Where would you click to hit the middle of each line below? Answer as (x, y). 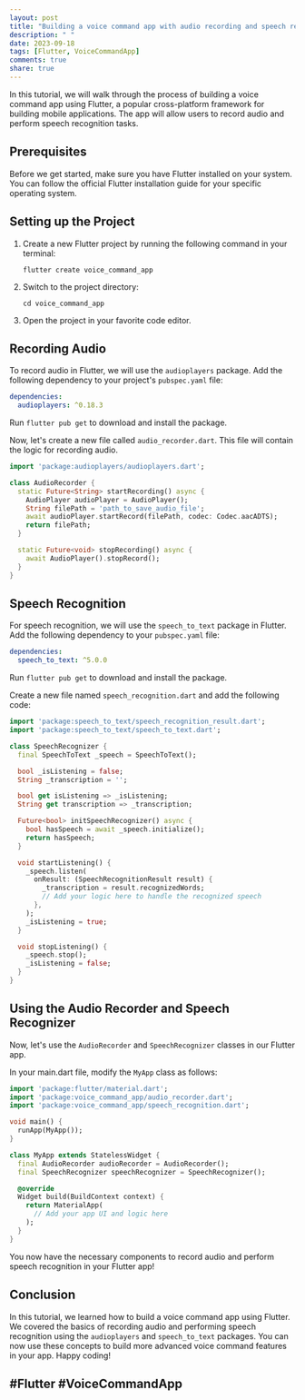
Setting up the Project (72, 222)
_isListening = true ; (66, 922)
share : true (32, 69)
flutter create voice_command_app (88, 270)
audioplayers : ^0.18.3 (60, 405)
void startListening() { (64, 863)
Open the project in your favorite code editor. (107, 320)
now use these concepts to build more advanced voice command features (148, 1345)
